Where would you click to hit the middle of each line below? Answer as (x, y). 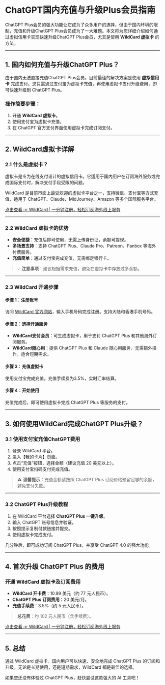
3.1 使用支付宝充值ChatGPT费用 (42, 439)
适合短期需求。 (36, 354)
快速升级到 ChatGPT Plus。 (37, 90)
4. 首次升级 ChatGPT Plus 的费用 (55, 567)
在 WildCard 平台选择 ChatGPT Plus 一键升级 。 (60, 516)
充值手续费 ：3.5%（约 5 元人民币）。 (49, 606)
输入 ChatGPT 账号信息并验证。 (44, 522)
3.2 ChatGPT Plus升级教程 (37, 504)
